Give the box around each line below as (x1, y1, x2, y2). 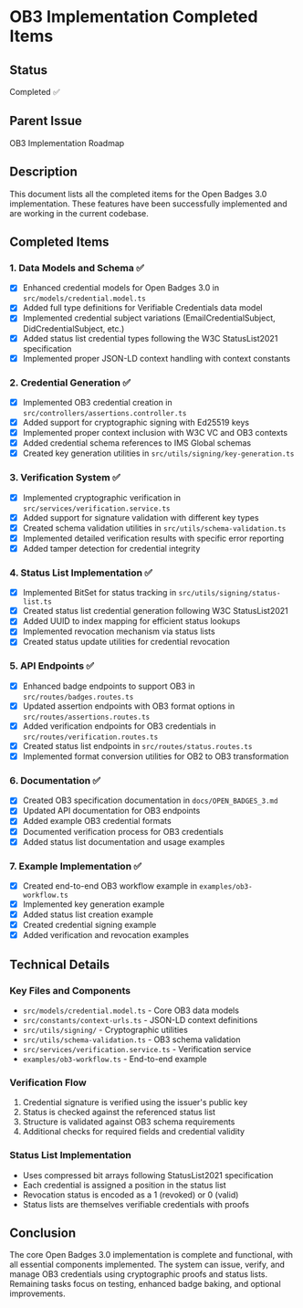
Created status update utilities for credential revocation (22, 637, 231, 648)
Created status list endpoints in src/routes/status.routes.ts (22, 740, 253, 751)
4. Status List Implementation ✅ (9, 566, 153, 579)
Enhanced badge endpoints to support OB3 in (22, 680, 195, 691)
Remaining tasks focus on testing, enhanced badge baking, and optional (9, 1279, 281, 1290)
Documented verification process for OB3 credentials (22, 826, 224, 837)
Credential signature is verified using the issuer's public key (22, 1097, 248, 1108)
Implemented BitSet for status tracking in (22, 587, 177, 598)
